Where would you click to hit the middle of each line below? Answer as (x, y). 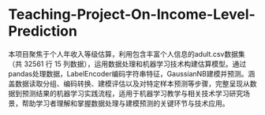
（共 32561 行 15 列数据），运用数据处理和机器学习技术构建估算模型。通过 (127, 64)
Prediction (43, 31)
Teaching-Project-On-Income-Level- (132, 15)
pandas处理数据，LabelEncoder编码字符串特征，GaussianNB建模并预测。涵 (132, 73)
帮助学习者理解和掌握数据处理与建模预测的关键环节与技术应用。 (125, 103)
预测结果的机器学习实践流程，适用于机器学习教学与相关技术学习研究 (132, 93)
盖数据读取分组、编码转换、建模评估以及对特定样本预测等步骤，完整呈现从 (129, 83)
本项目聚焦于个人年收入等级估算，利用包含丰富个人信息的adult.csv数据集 (127, 54)
